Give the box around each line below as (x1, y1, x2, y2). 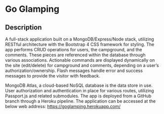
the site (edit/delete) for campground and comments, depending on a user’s (5, 63, 159, 68)
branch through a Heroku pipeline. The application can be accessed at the (5, 98, 156, 104)
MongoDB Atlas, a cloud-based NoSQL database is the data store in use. (5, 82, 153, 88)
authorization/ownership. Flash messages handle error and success (5, 68, 143, 74)
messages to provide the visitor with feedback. (5, 73, 100, 78)
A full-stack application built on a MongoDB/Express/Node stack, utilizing (5, 36, 154, 42)
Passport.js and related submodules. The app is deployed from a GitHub (5, 93, 152, 99)
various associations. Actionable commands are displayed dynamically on (5, 57, 155, 63)
